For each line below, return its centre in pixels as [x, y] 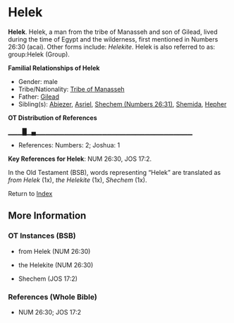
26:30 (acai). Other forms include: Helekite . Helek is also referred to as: [112, 47]
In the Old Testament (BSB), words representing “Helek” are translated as [115, 172]
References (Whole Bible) [53, 297]
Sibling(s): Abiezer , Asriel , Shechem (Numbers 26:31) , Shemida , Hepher [122, 104]
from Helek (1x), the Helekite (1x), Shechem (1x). [78, 180]
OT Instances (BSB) [42, 236]
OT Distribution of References [53, 118]
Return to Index [30, 193]
